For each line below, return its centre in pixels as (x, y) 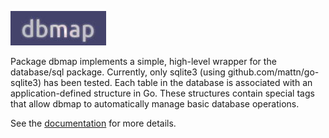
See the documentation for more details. (93, 123)
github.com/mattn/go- (273, 72)
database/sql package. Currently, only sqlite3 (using (118, 72)
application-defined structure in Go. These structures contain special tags (162, 93)
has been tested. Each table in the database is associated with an (178, 82)
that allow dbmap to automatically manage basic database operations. (155, 104)
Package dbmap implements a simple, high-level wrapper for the (143, 61)
